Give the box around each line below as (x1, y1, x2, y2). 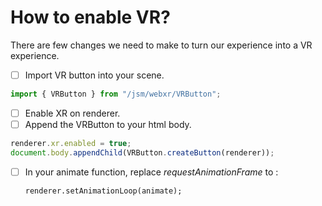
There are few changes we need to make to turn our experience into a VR (10, 39, 313, 51)
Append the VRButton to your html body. (24, 118, 192, 130)
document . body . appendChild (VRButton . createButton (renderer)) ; (10, 147, 275, 158)
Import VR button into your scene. (24, 69, 165, 81)
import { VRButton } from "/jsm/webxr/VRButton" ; (10, 89, 222, 99)
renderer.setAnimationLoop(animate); (24, 186, 183, 196)
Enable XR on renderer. (24, 107, 121, 119)
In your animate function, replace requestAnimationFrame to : (24, 166, 279, 178)
